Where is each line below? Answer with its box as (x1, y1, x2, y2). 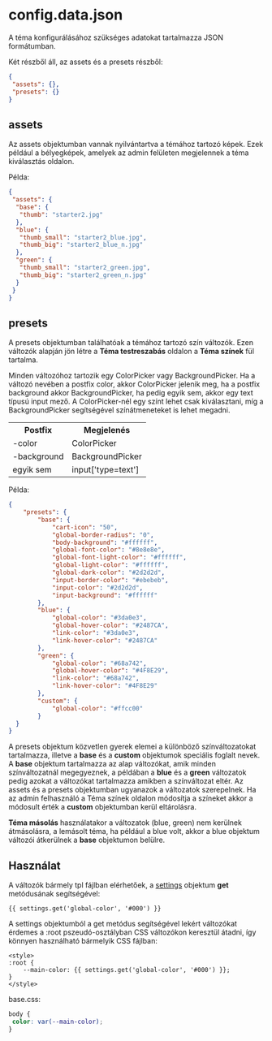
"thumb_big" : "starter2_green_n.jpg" (19, 270, 148, 279)
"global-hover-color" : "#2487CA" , (51, 621, 169, 630)
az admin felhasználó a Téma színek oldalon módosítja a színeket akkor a (8, 793, 253, 803)
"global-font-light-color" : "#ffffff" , (51, 554, 187, 562)
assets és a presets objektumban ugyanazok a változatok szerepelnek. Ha (8, 785, 257, 795)
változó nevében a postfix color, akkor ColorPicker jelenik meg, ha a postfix (8, 379, 261, 389)
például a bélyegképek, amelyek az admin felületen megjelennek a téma (8, 148, 249, 158)
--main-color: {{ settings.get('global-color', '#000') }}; (23, 966, 231, 974)
